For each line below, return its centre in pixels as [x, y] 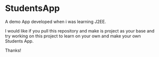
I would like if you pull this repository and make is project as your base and [80, 31]
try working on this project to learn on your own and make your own [73, 36]
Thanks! [13, 50]
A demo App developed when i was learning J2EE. [55, 22]
